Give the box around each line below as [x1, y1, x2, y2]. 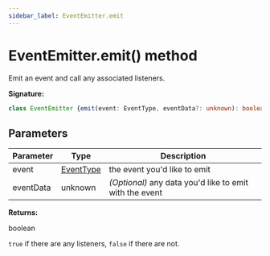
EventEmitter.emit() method [8, 46, 198, 64]
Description [160, 151, 207, 162]
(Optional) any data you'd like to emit [108, 177, 249, 188]
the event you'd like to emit [108, 164, 211, 175]
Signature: [8, 89, 44, 98]
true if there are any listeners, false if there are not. [8, 239, 180, 249]
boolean [8, 223, 36, 233]
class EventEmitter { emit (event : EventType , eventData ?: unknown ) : [8, 104, 239, 113]
